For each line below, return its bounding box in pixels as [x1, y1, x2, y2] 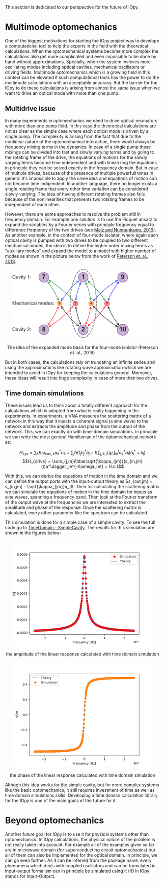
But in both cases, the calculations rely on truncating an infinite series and [5, 359, 155, 365]
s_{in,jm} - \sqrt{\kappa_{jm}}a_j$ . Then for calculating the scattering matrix [5, 484, 160, 490]
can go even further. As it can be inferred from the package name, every [5, 857, 152, 863]
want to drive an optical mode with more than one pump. [5, 90, 120, 96]
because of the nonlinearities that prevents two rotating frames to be [5, 196, 144, 202]
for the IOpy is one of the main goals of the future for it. [5, 798, 117, 804]
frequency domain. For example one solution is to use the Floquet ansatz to [5, 216, 158, 222]
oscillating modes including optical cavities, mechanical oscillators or [5, 64, 145, 70]
